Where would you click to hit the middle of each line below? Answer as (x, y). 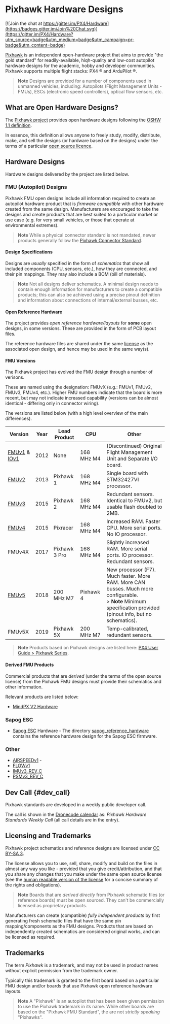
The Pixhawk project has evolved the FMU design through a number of (79, 372)
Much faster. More (129, 576)
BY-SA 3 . (15, 853)
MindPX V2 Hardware (35, 706)
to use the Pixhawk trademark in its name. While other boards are (86, 1006)
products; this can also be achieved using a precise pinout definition (89, 295)
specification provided (133, 608)
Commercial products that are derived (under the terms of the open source (83, 676)
